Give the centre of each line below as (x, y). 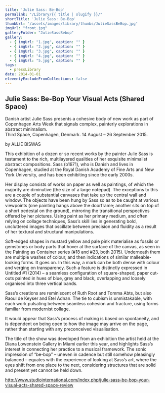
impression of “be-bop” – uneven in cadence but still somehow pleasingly (80, 354)
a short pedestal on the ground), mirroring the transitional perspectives (77, 211)
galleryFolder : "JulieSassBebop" (40, 33)
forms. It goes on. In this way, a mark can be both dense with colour (90, 262)
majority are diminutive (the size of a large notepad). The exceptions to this (82, 189)
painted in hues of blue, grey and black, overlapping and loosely (80, 278)
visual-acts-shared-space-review (39, 385)
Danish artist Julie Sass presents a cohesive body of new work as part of (80, 118)
